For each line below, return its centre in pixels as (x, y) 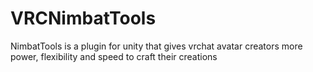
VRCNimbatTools (83, 18)
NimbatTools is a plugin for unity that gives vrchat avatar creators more (156, 46)
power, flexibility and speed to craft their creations (114, 56)
